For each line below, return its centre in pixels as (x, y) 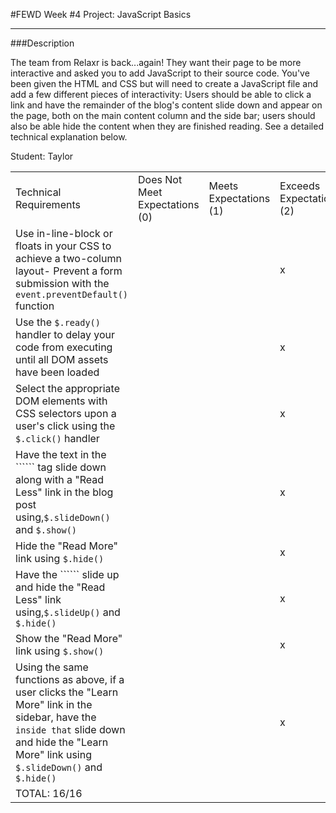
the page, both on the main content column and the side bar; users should (163, 115)
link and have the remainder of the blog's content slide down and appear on (166, 105)
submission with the (62, 283)
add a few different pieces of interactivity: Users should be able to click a (161, 94)
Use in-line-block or (64, 233)
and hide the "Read (60, 587)
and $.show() (46, 529)
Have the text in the (61, 454)
